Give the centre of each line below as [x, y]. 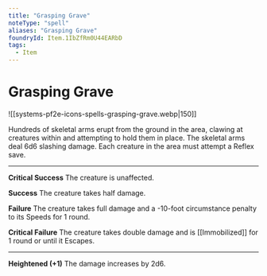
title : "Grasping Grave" [49, 16]
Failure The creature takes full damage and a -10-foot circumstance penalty [132, 208]
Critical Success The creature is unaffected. [81, 177]
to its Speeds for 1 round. [49, 216]
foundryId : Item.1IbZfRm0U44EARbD [66, 38]
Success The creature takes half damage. [77, 192]
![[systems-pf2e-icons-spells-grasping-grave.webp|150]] [103, 114]
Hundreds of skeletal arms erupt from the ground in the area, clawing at [126, 129]
